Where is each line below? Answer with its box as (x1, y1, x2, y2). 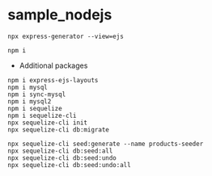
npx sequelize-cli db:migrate (7, 125, 110, 134)
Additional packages (19, 61, 88, 70)
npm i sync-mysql (7, 90, 66, 98)
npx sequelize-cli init (7, 119, 88, 127)
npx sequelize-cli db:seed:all (7, 147, 113, 155)
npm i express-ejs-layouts (7, 76, 99, 84)
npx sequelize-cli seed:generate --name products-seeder (7, 140, 204, 148)
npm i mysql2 (7, 97, 52, 106)
